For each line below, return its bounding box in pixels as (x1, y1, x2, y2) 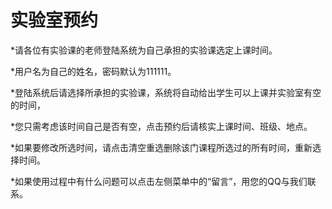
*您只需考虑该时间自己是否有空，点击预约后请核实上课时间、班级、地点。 (10, 120, 313, 132)
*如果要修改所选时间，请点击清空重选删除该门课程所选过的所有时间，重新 (10, 141, 313, 153)
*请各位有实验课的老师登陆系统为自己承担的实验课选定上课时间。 (10, 44, 278, 56)
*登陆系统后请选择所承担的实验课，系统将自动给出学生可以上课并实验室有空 (10, 86, 322, 98)
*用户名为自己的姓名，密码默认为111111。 (10, 65, 177, 77)
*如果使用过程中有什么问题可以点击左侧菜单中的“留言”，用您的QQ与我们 (10, 175, 308, 187)
